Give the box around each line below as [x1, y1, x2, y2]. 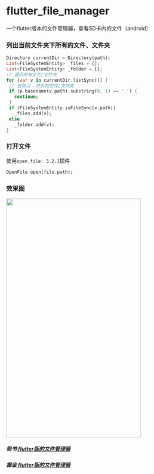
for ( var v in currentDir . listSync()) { [6, 77, 109, 83]
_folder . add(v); [14, 121, 55, 128]
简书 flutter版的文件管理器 [6, 445, 70, 452]
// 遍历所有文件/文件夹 [6, 72, 57, 78]
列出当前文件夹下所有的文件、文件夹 [6, 41, 110, 49]
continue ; [14, 94, 39, 100]
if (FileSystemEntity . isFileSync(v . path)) [8, 105, 116, 111]
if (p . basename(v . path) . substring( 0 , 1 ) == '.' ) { [8, 88, 137, 94]
